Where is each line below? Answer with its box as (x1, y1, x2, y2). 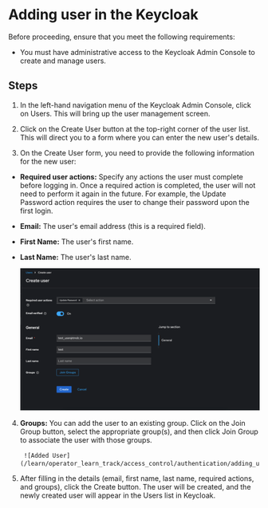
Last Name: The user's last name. (19, 252, 132, 262)
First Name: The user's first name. (19, 237, 134, 246)
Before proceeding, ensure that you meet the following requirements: (8, 32, 235, 41)
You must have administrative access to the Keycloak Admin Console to (19, 47, 255, 57)
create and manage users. (19, 56, 106, 65)
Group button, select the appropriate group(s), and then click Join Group (19, 427, 259, 436)
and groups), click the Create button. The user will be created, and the (19, 482, 251, 491)
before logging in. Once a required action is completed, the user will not (19, 180, 256, 190)
